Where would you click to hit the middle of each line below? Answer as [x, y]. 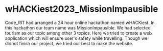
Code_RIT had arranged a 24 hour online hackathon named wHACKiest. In [80, 23]
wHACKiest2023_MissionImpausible [81, 9]
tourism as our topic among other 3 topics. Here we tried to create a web [79, 33]
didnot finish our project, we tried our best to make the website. [69, 43]
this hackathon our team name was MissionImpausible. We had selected [78, 27]
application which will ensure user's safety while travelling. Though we [76, 38]
